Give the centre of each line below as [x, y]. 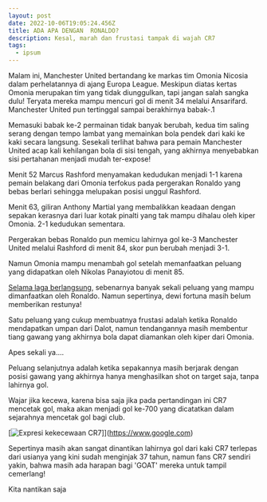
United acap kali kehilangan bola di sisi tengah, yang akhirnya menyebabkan [133, 150]
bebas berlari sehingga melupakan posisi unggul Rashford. [105, 191]
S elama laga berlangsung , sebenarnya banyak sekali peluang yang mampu [132, 287]
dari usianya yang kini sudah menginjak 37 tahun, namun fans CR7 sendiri [130, 457]
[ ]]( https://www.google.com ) [101, 433]
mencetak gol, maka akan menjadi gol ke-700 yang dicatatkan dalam [121, 409]
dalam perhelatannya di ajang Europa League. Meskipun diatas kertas [123, 84]
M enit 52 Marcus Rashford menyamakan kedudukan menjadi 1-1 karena [126, 174]
